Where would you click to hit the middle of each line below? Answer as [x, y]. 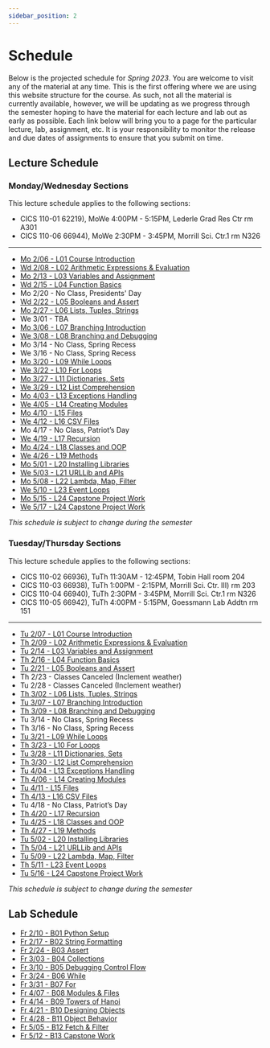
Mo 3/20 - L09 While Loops [66, 362]
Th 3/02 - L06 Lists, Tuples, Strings [79, 693]
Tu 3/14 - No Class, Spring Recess [77, 719]
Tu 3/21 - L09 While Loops [64, 736]
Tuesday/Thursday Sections [65, 544]
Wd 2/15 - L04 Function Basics [71, 285]
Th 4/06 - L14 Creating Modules [73, 779]
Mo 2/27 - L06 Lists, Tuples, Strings [79, 310]
